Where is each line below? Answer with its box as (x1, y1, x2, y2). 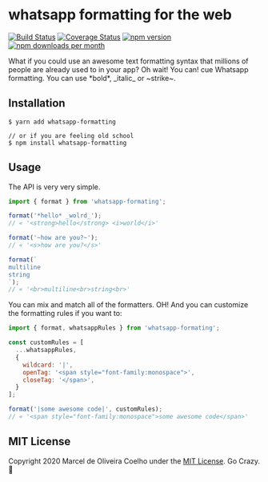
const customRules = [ (8, 338, 84, 346)
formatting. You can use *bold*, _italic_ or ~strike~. (8, 73, 176, 83)
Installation (8, 96, 66, 110)
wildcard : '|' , (22, 361, 74, 369)
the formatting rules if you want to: (8, 309, 122, 318)
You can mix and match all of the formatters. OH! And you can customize (8, 300, 249, 310)
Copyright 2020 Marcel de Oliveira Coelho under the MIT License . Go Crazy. (8, 456, 261, 466)
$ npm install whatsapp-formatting (8, 139, 127, 147)
